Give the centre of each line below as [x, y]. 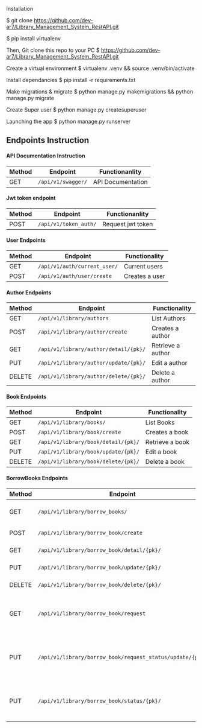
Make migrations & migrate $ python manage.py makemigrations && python [100, 92]
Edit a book [161, 452]
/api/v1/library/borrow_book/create [90, 533]
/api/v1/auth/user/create [75, 276]
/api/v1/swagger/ [63, 182]
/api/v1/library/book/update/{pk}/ [89, 452]
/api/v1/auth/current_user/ [78, 266]
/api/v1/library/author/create [83, 332]
